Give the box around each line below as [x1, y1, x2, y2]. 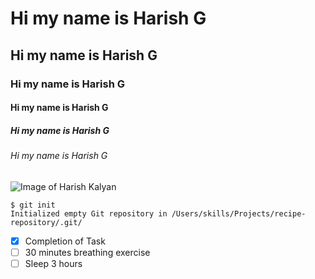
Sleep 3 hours [24, 257, 83, 269]
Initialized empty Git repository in [10, 208, 168, 219]
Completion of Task [24, 235, 106, 247]
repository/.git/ [10, 217, 83, 227]
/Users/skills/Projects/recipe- [171, 208, 307, 219]
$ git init [10, 200, 56, 210]
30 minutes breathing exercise [24, 246, 151, 258]
